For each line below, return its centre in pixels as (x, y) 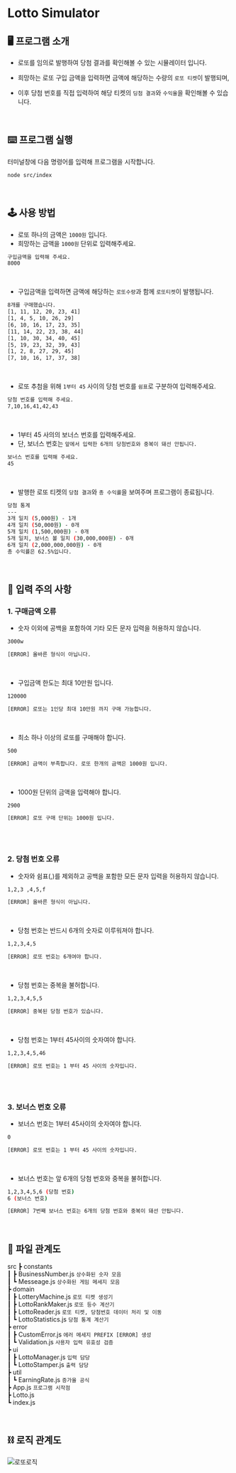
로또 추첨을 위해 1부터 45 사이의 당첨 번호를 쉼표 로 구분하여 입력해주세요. (117, 386)
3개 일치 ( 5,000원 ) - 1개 (42, 519)
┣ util (15, 1372)
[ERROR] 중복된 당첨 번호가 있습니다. (56, 1011)
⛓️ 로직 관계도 (34, 1441)
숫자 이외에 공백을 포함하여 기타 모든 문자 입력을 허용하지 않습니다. (109, 628)
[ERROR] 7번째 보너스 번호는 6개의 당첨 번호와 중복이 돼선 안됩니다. (96, 1211)
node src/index (30, 175)
